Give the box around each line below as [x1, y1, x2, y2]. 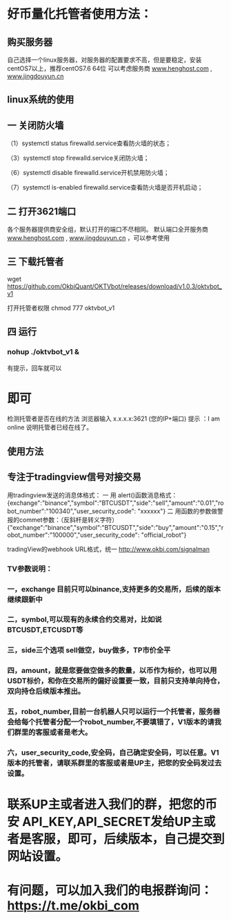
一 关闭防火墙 [7, 119, 64, 131]
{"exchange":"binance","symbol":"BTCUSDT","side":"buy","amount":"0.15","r [7, 523, 224, 531]
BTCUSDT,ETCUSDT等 [7, 625, 83, 635]
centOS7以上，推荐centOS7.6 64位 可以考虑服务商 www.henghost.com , [7, 64, 212, 73]
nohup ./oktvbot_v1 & [7, 347, 79, 357]
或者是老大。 [49, 728, 92, 737]
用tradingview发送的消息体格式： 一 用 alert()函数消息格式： [7, 490, 178, 499]
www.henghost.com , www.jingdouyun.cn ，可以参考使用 [7, 234, 170, 242]
